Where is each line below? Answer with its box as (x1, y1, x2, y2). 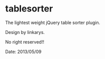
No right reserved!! (5, 38, 44, 45)
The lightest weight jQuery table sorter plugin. (5, 19, 100, 25)
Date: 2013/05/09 (5, 48, 42, 54)
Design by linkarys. (5, 29, 45, 35)
